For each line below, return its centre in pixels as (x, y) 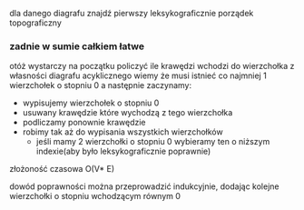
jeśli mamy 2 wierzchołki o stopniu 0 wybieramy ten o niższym (153, 142)
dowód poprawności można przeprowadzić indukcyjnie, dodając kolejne (144, 186)
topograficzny (35, 23)
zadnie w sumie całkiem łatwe (77, 46)
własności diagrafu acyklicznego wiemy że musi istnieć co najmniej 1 (138, 75)
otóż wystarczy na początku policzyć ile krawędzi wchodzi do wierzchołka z (152, 66)
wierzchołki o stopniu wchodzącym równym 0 (95, 196)
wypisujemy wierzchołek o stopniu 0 (91, 103)
